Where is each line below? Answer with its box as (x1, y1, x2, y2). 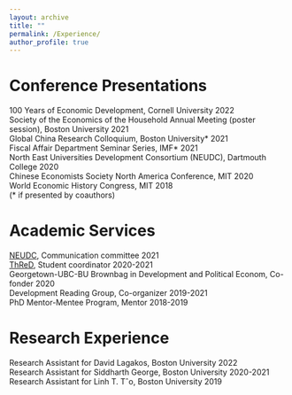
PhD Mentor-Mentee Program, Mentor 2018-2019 (9, 298, 188, 308)
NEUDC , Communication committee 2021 (9, 250, 159, 261)
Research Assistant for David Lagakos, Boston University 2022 (9, 358, 238, 368)
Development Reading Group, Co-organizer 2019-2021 (9, 288, 208, 298)
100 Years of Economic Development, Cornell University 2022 (9, 105, 234, 116)
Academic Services (9, 221, 156, 241)
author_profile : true (9, 37, 89, 47)
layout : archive (9, 12, 69, 22)
